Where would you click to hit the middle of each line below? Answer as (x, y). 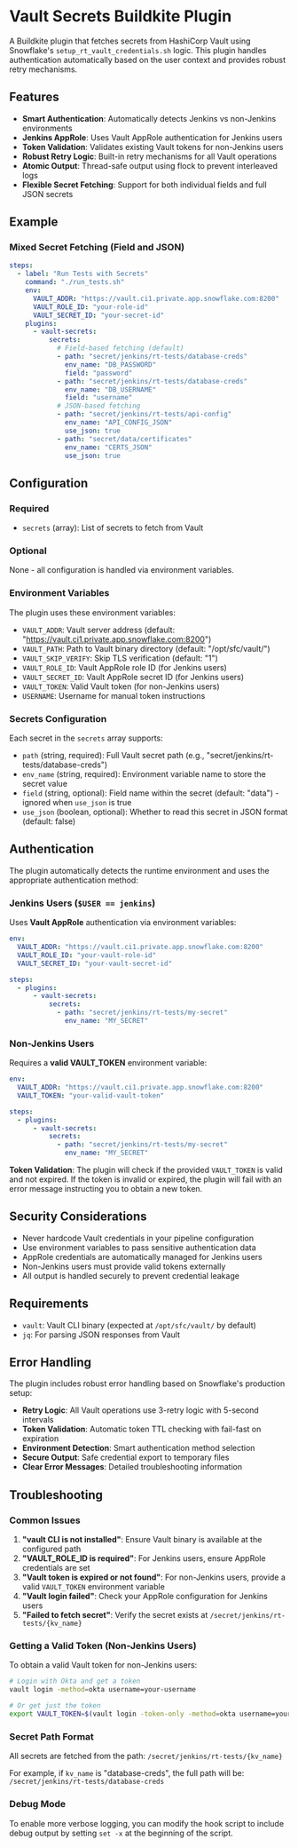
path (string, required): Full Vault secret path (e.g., (113, 756)
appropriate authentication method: (74, 880)
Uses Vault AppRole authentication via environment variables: (123, 923)
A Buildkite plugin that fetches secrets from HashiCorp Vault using (130, 41)
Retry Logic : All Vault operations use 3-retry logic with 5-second (140, 1410)
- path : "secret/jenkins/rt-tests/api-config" (144, 415)
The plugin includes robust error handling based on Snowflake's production (147, 1383)
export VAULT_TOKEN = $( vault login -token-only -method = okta (123, 1714)
